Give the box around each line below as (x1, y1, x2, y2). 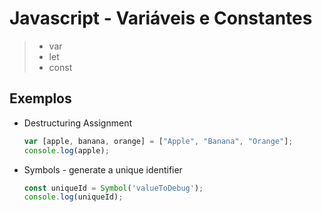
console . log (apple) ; (23, 145, 110, 156)
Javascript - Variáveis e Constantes (9, 7, 313, 30)
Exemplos (9, 90, 72, 107)
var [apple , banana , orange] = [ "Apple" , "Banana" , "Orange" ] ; (23, 136, 294, 146)
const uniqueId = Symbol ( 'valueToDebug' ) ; (23, 183, 204, 193)
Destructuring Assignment (23, 117, 132, 129)
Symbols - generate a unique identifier (23, 163, 183, 176)
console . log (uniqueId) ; (23, 192, 124, 202)
